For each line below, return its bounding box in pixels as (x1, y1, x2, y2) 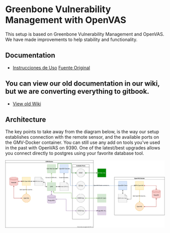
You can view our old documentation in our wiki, (5, 80, 160, 88)
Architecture (5, 115, 47, 124)
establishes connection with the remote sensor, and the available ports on (5, 134, 159, 140)
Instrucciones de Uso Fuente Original (12, 64, 90, 70)
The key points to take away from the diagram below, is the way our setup (5, 129, 159, 135)
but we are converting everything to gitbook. (5, 87, 149, 96)
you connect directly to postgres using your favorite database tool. (5, 150, 144, 157)
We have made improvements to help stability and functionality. (5, 36, 138, 43)
